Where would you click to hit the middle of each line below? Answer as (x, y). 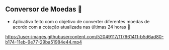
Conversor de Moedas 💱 (44, 9)
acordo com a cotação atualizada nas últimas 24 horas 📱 (71, 27)
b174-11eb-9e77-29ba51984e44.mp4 (44, 42)
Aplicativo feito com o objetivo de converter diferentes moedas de (81, 21)
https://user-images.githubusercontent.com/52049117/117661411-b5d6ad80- (84, 36)
